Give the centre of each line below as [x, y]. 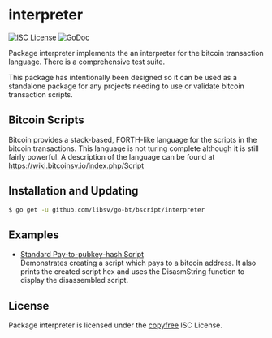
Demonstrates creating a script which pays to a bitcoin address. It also [138, 263]
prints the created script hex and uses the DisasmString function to [132, 272]
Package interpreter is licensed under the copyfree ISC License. [116, 325]
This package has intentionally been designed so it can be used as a [123, 77]
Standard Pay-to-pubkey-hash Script [82, 255]
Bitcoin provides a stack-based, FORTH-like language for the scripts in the [133, 139]
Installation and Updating [73, 191]
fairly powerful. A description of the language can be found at [112, 156]
